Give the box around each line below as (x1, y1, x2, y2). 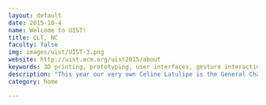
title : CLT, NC (8, 33, 59, 42)
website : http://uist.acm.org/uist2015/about (8, 56, 161, 64)
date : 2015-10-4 (8, 19, 62, 27)
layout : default (8, 11, 62, 20)
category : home (8, 77, 59, 85)
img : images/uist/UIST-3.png (8, 48, 104, 56)
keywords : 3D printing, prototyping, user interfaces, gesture (8, 63, 222, 71)
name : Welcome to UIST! (8, 26, 87, 34)
